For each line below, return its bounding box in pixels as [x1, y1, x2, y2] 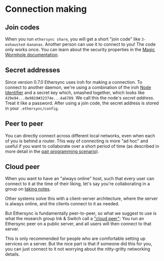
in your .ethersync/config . [5, 105, 59, 111]
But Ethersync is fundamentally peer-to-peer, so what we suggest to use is [5, 210, 157, 216]
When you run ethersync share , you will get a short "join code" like [5, 36, 141, 42]
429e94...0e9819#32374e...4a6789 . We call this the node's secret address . [5, 95, 155, 100]
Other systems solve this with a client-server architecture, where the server [5, 196, 158, 201]
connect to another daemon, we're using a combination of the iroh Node [5, 84, 151, 90]
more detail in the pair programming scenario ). [5, 148, 99, 154]
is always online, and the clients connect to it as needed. [5, 201, 120, 207]
